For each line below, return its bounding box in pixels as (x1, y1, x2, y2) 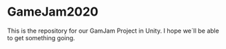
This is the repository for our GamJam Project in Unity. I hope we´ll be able (7, 27, 220, 35)
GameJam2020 (7, 4, 99, 20)
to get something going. (7, 33, 75, 42)
